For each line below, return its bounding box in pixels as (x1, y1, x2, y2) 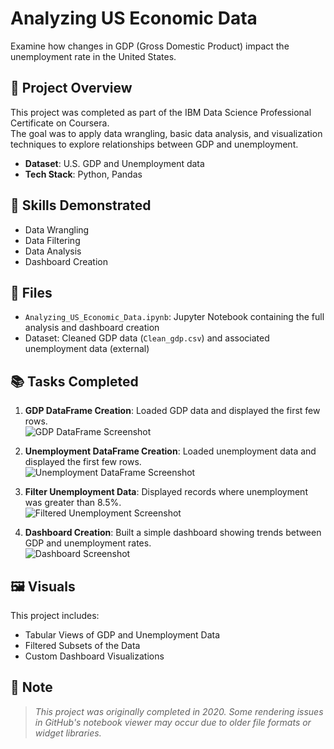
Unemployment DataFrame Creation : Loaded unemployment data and (24, 445, 317, 457)
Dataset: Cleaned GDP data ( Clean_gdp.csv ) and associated (24, 332, 270, 344)
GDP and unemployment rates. (24, 537, 152, 549)
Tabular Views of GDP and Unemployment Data (24, 629, 221, 641)
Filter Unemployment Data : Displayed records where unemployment (24, 486, 308, 498)
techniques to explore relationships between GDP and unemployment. (10, 138, 299, 150)
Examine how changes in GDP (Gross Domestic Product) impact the (10, 40, 290, 52)
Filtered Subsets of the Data (24, 640, 141, 651)
